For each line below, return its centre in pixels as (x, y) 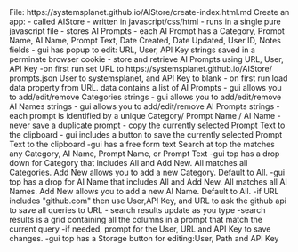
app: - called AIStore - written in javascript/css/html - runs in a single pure (145, 21)
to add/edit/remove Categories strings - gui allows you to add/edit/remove (145, 97)
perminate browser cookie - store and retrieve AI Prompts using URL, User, (146, 59)
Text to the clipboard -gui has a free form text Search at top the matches (142, 144)
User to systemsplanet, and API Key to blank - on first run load (173, 78)
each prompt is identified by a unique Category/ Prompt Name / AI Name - (145, 116)
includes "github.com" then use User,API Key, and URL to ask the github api (148, 201)
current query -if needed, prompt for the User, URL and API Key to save (140, 229)
